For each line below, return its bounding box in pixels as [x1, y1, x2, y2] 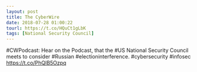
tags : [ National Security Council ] [6, 31, 94, 37]
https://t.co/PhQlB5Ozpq [6, 60, 66, 67]
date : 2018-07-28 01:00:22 [6, 19, 73, 25]
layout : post [6, 8, 39, 15]
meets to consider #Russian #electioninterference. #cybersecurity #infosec [6, 53, 191, 60]
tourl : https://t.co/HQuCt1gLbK [6, 25, 86, 31]
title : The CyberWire [6, 14, 60, 20]
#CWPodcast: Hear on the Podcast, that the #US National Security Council [6, 47, 189, 54]
